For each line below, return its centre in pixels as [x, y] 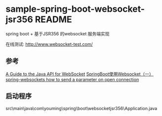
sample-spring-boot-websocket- [75, 9]
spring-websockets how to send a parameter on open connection [72, 79]
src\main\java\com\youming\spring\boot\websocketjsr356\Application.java [81, 108]
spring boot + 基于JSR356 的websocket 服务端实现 [58, 33]
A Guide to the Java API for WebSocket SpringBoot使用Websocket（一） [80, 74]
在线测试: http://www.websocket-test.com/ [49, 44]
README [53, 19]
